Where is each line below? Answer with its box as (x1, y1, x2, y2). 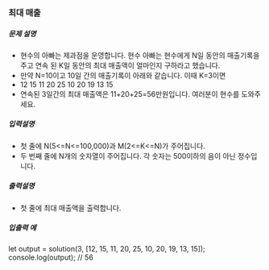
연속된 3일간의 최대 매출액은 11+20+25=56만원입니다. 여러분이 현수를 (19, 89, 240, 98)
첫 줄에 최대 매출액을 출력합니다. (19, 203, 122, 213)
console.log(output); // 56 (8, 252, 94, 262)
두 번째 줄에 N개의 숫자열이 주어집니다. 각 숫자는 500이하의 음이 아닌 (19, 151, 236, 160)
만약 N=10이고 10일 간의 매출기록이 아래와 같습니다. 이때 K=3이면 (19, 70, 226, 80)
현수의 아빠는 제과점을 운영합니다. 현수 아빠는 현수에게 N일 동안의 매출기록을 (19, 50, 260, 60)
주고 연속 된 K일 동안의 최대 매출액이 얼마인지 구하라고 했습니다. (19, 60, 221, 70)
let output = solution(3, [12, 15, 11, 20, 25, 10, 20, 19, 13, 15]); (8, 243, 205, 253)
